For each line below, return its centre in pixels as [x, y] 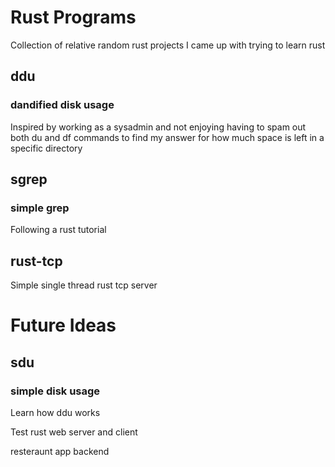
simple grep [40, 208]
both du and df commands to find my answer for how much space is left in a [167, 137]
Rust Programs [73, 17]
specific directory [46, 148]
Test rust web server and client [74, 432]
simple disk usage [55, 391]
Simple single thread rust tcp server [84, 285]
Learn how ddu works [55, 412]
